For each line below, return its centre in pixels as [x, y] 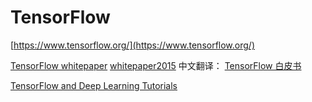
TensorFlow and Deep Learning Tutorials [94, 85]
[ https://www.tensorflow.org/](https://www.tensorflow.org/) [132, 45]
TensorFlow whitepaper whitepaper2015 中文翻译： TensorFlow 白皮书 [156, 65]
